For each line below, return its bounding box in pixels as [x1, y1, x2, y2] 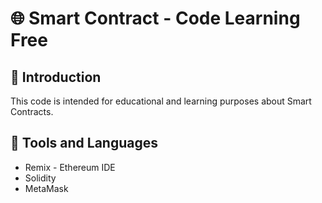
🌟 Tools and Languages [10, 135, 159, 152]
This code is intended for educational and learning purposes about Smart [10, 95, 312, 107]
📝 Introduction [10, 68, 102, 86]
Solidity [24, 172, 57, 184]
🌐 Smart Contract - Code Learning [10, 7, 301, 30]
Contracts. [10, 106, 54, 117]
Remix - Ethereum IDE [24, 161, 116, 173]
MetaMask [24, 182, 69, 194]
